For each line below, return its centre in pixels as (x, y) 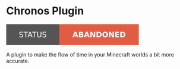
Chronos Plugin (45, 11)
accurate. (18, 61)
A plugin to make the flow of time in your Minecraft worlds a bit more (90, 54)
